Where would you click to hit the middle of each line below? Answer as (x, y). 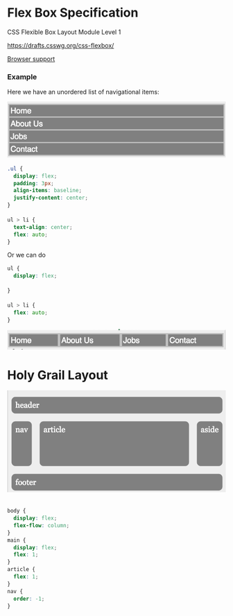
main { (17, 540)
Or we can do (27, 255)
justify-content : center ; (51, 198)
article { (21, 570)
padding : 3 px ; (34, 183)
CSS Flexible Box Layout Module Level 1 (64, 32)
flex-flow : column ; (42, 525)
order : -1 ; (29, 599)
